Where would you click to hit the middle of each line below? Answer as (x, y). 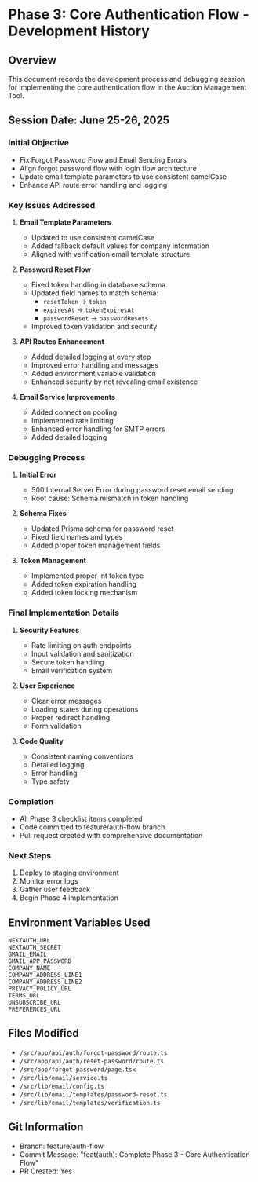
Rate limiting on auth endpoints (81, 645)
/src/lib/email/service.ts (64, 1078)
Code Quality (42, 741)
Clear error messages (66, 701)
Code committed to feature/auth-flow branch (92, 827)
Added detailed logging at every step (91, 357)
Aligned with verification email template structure (111, 254)
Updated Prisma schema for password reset (102, 529)
